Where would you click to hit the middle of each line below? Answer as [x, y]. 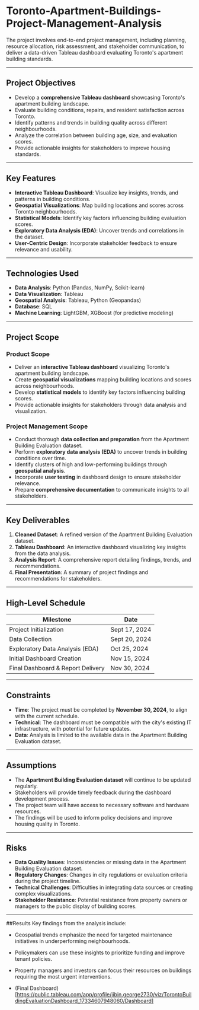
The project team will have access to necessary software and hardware [102, 805]
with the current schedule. [47, 716]
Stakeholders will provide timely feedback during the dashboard [93, 792]
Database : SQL [33, 307]
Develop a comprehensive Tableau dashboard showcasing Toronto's [100, 97]
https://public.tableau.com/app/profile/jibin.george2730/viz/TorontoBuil [104, 995]
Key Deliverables [38, 520]
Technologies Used [42, 273]
